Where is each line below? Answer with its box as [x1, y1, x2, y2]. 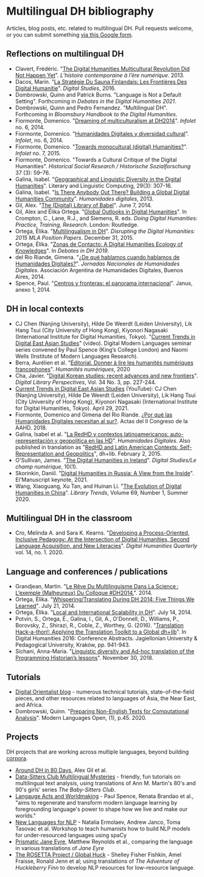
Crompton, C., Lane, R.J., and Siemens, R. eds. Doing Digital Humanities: [15, 214, 198, 221]
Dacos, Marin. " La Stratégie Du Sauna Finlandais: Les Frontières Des [15, 78, 188, 85]
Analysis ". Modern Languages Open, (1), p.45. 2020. [15, 714, 147, 721]
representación [15, 437, 54, 444]
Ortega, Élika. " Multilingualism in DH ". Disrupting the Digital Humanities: [15, 228, 195, 235]
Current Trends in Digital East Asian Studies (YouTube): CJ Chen [15, 385, 177, 392]
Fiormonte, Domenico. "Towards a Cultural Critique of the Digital [15, 156, 177, 163]
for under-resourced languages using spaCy [15, 831, 127, 838]
